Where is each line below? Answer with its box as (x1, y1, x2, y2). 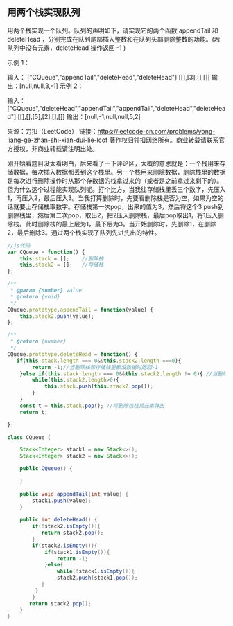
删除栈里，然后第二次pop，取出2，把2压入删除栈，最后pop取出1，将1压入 (7, 211, 218, 220)
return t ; (19, 409, 49, 415)
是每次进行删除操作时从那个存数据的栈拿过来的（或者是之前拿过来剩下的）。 (7, 176, 223, 185)
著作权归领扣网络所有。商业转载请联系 (109, 136, 219, 144)
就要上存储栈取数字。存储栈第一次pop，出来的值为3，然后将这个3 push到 (12, 202, 224, 211)
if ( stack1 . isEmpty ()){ (44, 548, 110, 555)
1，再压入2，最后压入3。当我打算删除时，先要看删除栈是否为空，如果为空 (7, 193, 218, 202)
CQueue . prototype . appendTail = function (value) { (7, 306, 154, 313)
